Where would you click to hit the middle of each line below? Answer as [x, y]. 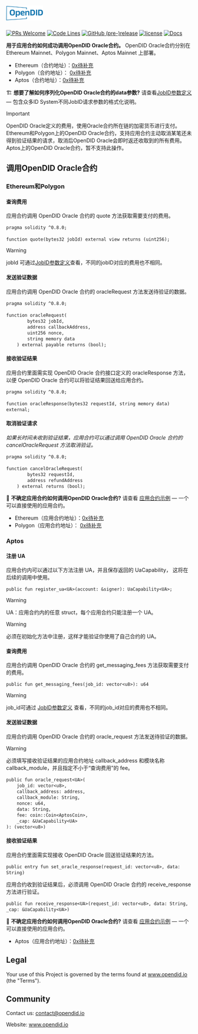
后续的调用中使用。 [29, 577]
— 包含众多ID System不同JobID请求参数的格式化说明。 [73, 101]
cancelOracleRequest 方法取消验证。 [51, 445]
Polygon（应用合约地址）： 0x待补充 [58, 526]
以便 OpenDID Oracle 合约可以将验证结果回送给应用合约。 [76, 380]
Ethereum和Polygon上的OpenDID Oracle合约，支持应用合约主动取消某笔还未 [99, 133]
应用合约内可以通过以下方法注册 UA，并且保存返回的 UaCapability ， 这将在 [97, 570]
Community [28, 999]
